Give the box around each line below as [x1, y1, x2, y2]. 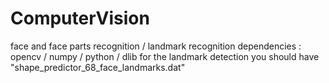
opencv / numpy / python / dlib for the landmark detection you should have [10, 50, 320, 62]
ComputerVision [10, 7, 150, 30]
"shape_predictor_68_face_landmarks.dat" [10, 61, 186, 73]
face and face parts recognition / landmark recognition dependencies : [10, 40, 302, 52]
